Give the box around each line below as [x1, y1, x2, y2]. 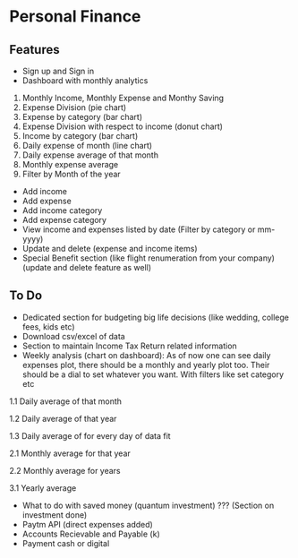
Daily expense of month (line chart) [21, 141, 153, 150]
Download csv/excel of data [21, 331, 125, 341]
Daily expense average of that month [21, 150, 159, 160]
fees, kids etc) [21, 321, 75, 332]
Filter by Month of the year [21, 168, 121, 179]
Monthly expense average [21, 159, 119, 169]
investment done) [21, 509, 88, 520]
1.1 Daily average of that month [9, 396, 123, 407]
